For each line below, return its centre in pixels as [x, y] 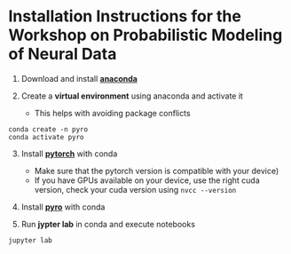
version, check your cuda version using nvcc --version [135, 189]
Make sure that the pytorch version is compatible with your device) [157, 171]
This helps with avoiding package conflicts [113, 113]
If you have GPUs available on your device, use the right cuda [147, 180]
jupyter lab [30, 240]
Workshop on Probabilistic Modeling [145, 35]
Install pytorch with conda [69, 154]
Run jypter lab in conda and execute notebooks [108, 224]
